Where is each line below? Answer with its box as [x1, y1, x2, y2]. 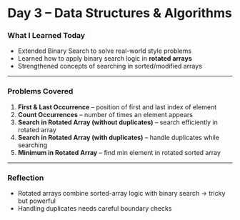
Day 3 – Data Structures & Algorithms [7, 5, 232, 21]
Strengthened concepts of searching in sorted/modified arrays [17, 62, 202, 71]
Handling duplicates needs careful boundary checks [17, 204, 172, 213]
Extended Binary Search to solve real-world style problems [17, 46, 191, 55]
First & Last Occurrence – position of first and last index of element [17, 102, 217, 111]
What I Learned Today [7, 31, 86, 41]
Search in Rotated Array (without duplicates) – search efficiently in [17, 118, 218, 126]
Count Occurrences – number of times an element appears [17, 110, 193, 119]
